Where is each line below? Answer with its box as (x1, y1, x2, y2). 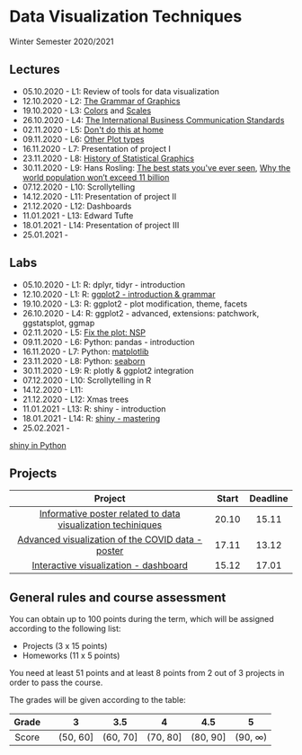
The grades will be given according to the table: (9, 695, 186, 706)
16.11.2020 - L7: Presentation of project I (22, 143, 171, 154)
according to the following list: (9, 623, 121, 635)
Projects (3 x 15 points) (22, 641, 108, 652)
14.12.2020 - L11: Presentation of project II (22, 191, 177, 201)
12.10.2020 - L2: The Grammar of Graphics (22, 95, 181, 106)
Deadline (249, 493, 289, 505)
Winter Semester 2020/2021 (9, 36, 114, 47)
